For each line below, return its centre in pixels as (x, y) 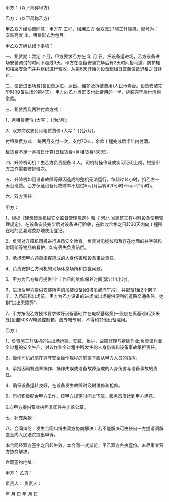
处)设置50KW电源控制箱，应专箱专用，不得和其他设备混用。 (67, 320)
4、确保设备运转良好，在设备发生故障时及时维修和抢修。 (64, 385)
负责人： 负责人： (23, 483)
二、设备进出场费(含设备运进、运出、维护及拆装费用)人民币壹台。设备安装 (82, 86)
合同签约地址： (21, 462)
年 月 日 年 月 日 (22, 494)
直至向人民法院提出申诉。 (32, 434)
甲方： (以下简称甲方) (27, 7)
